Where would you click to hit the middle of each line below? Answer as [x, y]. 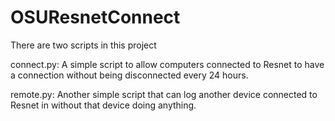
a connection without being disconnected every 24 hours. [129, 75]
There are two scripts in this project [83, 45]
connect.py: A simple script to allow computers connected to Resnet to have [167, 64]
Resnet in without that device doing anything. [103, 105]
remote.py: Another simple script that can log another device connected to [164, 94]
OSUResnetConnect [95, 17]
